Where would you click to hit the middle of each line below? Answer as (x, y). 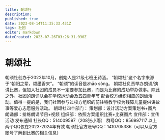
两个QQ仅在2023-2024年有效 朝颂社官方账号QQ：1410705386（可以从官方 (81, 126)
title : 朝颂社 (18, 10)
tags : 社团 (15, 28)
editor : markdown (23, 32)
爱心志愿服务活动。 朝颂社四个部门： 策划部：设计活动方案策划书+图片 (85, 108)
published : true (22, 19)
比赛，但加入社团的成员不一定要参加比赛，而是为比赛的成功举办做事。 (80, 89)
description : (18, 14)
